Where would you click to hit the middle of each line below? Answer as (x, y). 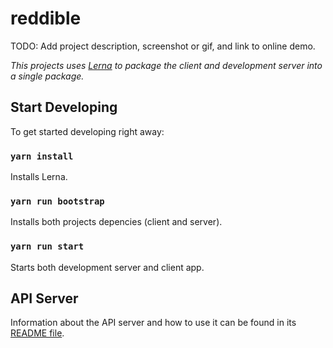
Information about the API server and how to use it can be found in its (153, 323)
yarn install (42, 156)
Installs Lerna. (39, 177)
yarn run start (47, 246)
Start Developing (64, 107)
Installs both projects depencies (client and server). (116, 222)
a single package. (47, 76)
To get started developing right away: (87, 131)
